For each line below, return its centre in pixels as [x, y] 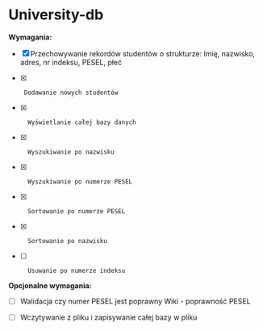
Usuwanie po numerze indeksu [77, 270]
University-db [56, 15]
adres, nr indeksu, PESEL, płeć [71, 62]
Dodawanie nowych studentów [71, 93]
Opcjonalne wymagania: [50, 285]
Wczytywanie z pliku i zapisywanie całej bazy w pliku [109, 317]
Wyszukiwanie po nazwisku [71, 152]
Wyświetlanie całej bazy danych [82, 122]
